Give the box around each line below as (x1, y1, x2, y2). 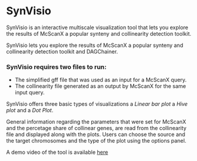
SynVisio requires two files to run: (6, 62, 107, 71)
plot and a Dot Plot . (6, 107, 54, 114)
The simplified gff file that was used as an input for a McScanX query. (14, 76, 187, 84)
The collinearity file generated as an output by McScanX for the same (14, 83, 186, 90)
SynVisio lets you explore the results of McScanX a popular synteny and (6, 42, 183, 49)
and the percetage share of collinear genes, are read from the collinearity (6, 125, 187, 132)
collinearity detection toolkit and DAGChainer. (6, 48, 118, 55)
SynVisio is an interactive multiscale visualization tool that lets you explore (6, 24, 189, 31)
